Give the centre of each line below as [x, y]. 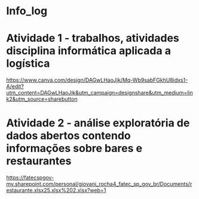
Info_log [27, 11]
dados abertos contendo [69, 136]
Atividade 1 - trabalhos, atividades [93, 38]
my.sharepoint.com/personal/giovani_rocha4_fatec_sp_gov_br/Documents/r [99, 184]
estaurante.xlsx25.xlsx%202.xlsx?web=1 [56, 190]
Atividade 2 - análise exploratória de [98, 123]
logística [28, 63]
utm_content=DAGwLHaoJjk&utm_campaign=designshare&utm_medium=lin [99, 93]
